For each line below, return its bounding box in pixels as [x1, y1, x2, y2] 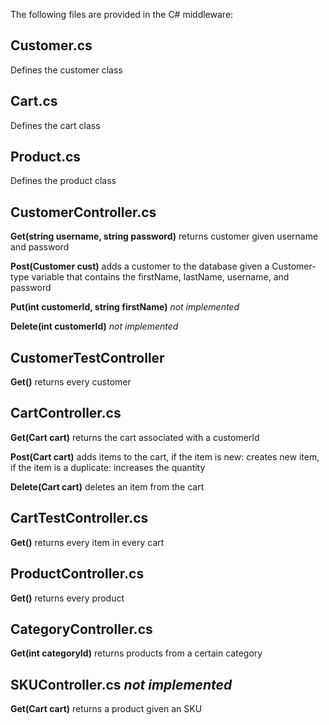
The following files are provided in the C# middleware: [10, 9, 234, 20]
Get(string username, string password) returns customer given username [10, 230, 319, 243]
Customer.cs [10, 37, 93, 54]
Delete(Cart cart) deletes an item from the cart [10, 480, 205, 493]
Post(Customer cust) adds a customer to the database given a [10, 260, 270, 273]
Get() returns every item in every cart [10, 536, 165, 548]
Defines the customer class [10, 64, 123, 76]
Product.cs [10, 149, 82, 166]
